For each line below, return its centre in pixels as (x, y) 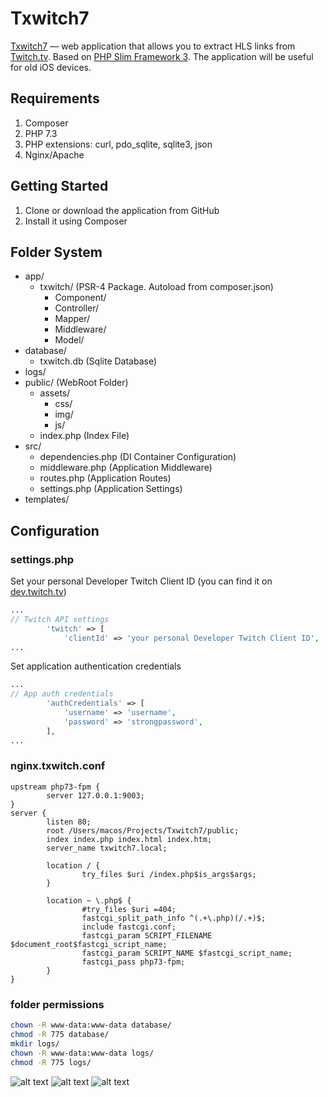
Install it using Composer (76, 221)
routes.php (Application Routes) (105, 478)
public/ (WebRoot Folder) (76, 383)
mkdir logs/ (35, 1043)
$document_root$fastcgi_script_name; (89, 944)
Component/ (80, 298)
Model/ (69, 340)
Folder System (56, 252)
